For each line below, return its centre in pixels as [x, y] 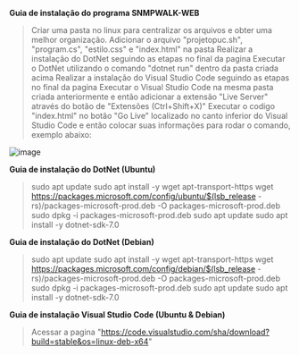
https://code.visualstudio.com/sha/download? [186, 332]
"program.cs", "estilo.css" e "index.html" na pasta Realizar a [142, 49]
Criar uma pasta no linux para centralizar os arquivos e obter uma [151, 30]
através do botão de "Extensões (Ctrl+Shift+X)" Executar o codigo [153, 106]
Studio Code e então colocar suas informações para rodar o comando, [161, 125]
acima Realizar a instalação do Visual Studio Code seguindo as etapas [160, 78]
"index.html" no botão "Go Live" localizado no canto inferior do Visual [159, 116]
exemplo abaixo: [61, 135]
